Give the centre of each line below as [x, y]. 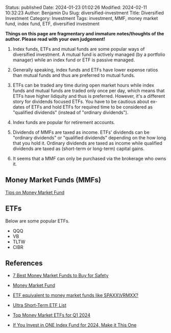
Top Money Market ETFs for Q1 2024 [52, 315]
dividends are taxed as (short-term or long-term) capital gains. [78, 149]
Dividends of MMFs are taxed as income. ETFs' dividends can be [81, 132]
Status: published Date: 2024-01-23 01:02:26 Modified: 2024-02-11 [76, 7]
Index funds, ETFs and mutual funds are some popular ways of [79, 49]
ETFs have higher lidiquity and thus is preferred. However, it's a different [89, 96]
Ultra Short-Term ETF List [40, 305]
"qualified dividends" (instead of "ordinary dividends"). [70, 112]
